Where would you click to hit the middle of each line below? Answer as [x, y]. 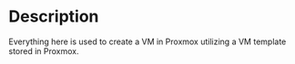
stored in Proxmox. [44, 50]
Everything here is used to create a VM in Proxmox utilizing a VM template [147, 41]
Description [54, 17]
